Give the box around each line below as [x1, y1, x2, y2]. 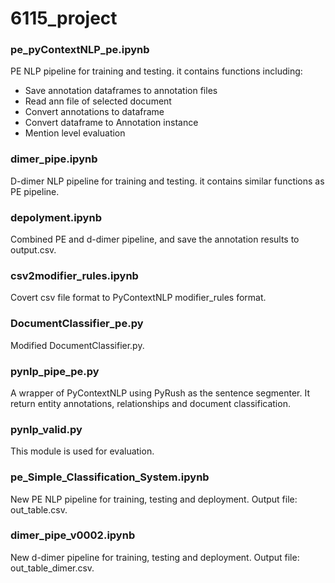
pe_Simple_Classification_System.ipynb [10, 470, 210, 484]
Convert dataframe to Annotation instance [24, 117, 199, 129]
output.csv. [10, 244, 57, 256]
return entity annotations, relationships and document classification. [10, 397, 291, 409]
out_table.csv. [10, 503, 68, 516]
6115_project [10, 7, 118, 30]
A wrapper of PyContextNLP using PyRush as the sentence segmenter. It [10, 387, 310, 399]
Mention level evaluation [24, 127, 126, 139]
